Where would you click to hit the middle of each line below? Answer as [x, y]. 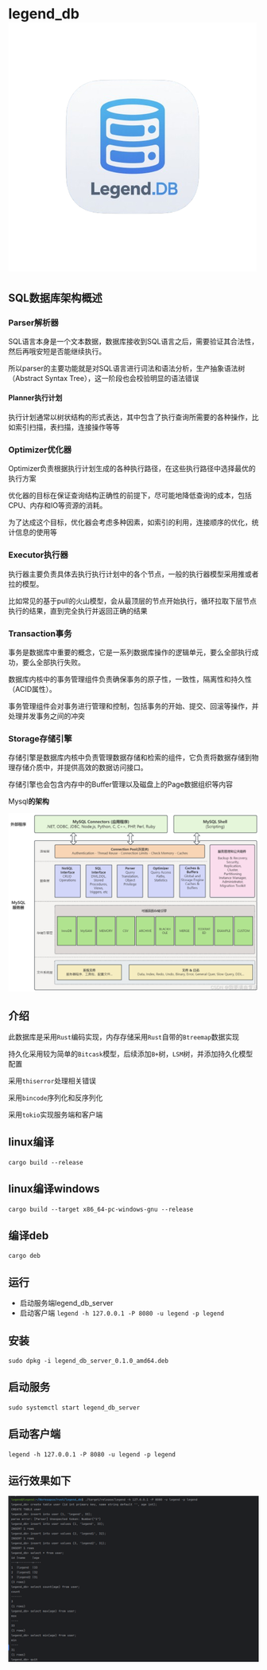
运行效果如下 [40, 1481]
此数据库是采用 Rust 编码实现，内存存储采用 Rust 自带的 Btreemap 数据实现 [124, 1036]
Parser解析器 [34, 322]
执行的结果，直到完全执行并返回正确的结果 [78, 611]
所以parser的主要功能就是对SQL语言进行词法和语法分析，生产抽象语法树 [127, 368]
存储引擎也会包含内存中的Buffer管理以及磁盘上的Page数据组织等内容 [120, 784]
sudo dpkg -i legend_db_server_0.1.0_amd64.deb [89, 1361]
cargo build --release [46, 1162]
